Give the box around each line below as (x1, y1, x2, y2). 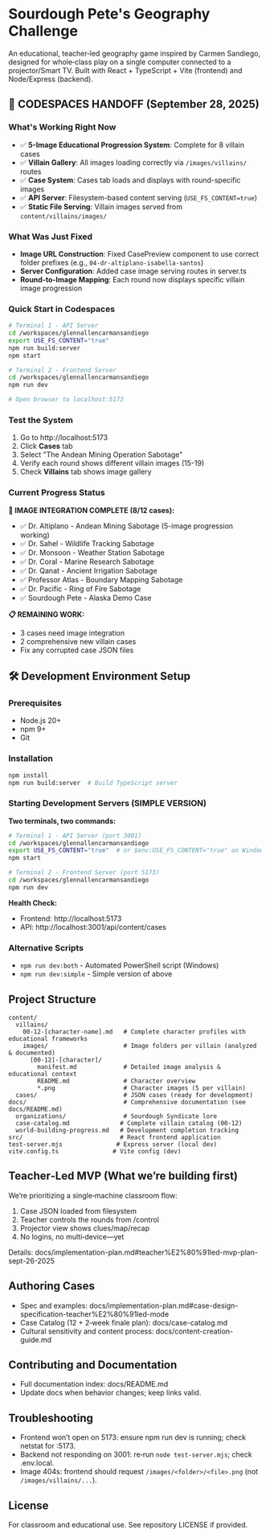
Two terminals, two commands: (8, 816, 117, 825)
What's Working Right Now (8, 121, 117, 133)
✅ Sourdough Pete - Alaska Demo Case (19, 593, 152, 602)
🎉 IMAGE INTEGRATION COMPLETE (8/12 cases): (8, 505, 175, 515)
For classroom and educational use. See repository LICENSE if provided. (8, 1520, 248, 1530)
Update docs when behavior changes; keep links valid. (19, 1388, 202, 1398)
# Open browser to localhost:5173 (8, 396, 125, 404)
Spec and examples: (19, 1301, 88, 1310)
